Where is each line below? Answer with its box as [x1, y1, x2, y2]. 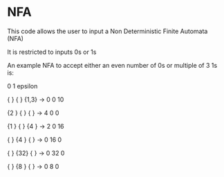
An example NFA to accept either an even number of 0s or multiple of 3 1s [7, 61, 218, 69]
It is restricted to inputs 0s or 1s [7, 48, 97, 56]
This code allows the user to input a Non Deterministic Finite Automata [7, 27, 208, 35]
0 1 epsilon [7, 82, 38, 90]
